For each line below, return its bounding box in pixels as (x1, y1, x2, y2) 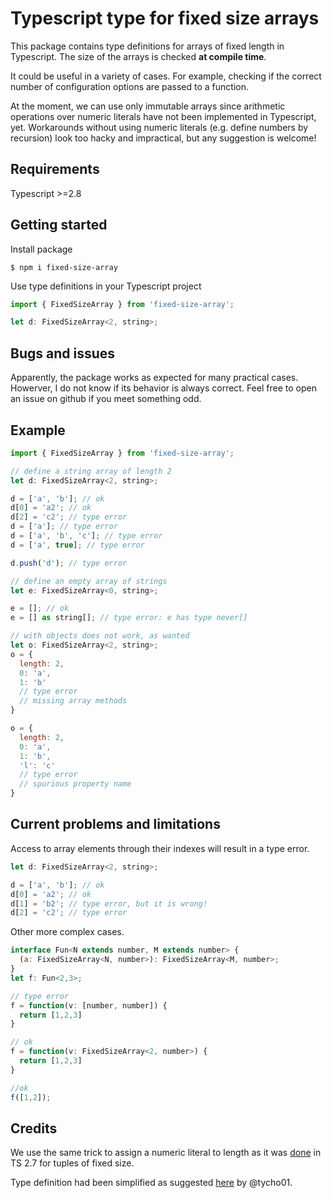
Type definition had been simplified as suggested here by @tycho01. (10, 1177, 293, 1189)
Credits (10, 1120, 58, 1137)
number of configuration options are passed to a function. (10, 80, 250, 92)
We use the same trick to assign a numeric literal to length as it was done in (10, 1147, 322, 1159)
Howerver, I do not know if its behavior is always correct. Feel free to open (10, 382, 317, 394)
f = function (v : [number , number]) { (10, 1000, 168, 1011)
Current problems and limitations (10, 816, 221, 833)
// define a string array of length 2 (10, 466, 172, 476)
